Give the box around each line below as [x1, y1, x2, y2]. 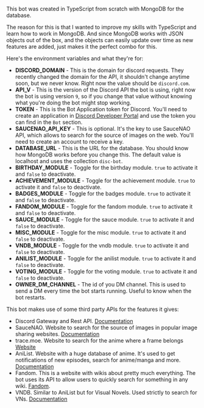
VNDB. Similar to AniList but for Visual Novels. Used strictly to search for [15, 389, 197, 396]
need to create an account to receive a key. [15, 138, 124, 145]
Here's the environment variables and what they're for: [6, 55, 144, 62]
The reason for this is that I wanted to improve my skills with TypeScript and [6, 24, 197, 31]
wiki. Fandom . [15, 382, 51, 390]
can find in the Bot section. [15, 118, 83, 126]
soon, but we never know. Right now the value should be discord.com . [15, 79, 191, 87]
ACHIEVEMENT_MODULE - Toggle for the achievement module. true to [15, 177, 195, 184]
